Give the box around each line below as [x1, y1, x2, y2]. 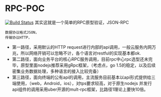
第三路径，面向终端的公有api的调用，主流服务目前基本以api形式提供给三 [12, 74, 156, 80]
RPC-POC [5, 3, 45, 14]
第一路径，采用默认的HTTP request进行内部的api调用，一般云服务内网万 [12, 44, 156, 50]
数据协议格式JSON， [5, 30, 39, 35]
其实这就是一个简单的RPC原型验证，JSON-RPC [34, 19, 129, 25]
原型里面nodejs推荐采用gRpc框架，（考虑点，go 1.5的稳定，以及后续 [20, 62, 156, 68]
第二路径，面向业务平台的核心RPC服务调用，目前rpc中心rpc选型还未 [12, 56, 149, 62]
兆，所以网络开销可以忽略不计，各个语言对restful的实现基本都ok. [12, 50, 141, 56]
